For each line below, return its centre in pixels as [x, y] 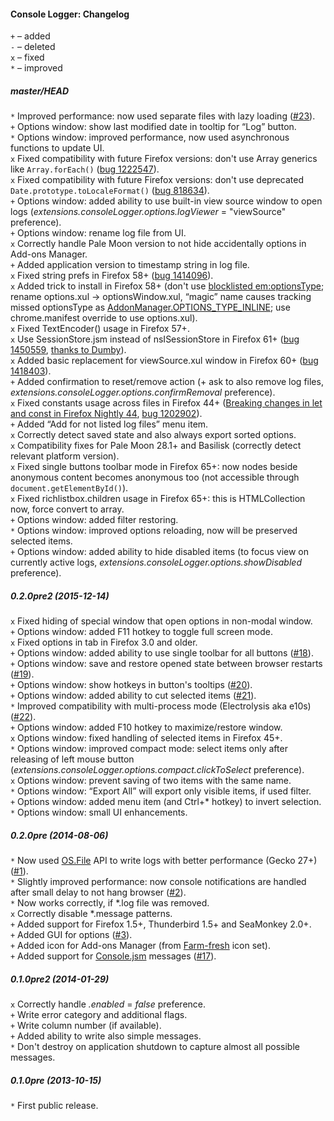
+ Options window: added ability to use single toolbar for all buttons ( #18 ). [162, 653]
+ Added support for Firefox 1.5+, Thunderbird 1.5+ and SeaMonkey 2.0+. [161, 924]
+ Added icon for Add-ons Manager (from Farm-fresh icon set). [140, 946]
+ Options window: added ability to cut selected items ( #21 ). [133, 696]
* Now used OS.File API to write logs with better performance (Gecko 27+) [164, 861]
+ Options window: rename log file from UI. [98, 233]
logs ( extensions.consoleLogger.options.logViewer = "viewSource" [148, 212]
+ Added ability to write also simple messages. [106, 1036]
